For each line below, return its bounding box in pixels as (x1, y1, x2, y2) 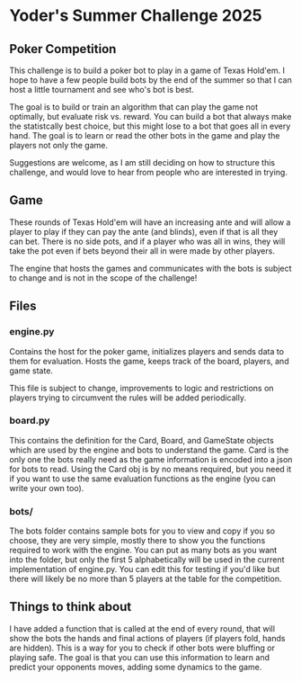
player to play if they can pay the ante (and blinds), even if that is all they (9, 226, 279, 237)
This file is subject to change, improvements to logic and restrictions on (9, 382, 274, 393)
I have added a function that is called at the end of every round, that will (9, 623, 276, 634)
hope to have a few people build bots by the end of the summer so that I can (9, 75, 292, 85)
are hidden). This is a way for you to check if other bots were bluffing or (9, 642, 276, 653)
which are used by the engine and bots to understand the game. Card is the (9, 444, 289, 455)
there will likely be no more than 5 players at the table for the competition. (9, 573, 282, 585)
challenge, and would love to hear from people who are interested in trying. (9, 167, 288, 177)
